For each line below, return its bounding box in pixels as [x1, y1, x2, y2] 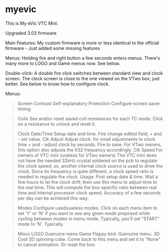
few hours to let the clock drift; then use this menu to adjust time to [17, 179, 157, 185]
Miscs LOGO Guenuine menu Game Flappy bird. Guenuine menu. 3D [17, 231, 160, 237]
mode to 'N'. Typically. [17, 221, 64, 227]
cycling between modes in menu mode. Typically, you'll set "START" [17, 216, 160, 222]
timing [17, 106, 31, 112]
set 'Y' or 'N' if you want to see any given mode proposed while [17, 210, 150, 216]
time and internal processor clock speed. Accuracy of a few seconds [17, 189, 161, 195]
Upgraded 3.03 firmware [5, 30, 57, 36]
